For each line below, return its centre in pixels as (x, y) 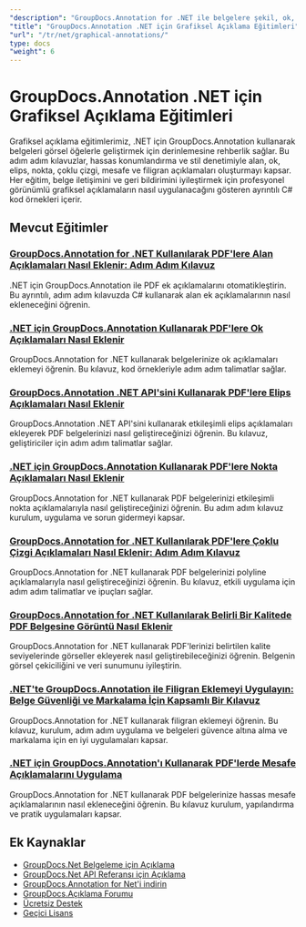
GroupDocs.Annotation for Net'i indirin (95, 883)
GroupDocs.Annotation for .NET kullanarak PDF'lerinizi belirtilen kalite (140, 647)
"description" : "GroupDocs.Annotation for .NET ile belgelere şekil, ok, (153, 18)
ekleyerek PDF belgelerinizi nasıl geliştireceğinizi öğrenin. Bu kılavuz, (139, 433)
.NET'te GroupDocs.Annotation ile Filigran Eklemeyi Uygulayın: (152, 689)
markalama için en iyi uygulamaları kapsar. (89, 739)
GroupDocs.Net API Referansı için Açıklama (104, 874)
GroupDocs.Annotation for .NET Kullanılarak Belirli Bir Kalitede (151, 615)
